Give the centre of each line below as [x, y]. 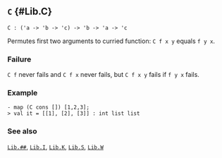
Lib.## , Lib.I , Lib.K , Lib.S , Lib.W [56, 147]
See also [22, 131]
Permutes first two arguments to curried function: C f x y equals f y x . [111, 41]
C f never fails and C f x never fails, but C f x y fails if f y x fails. [103, 75]
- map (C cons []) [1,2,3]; [49, 108]
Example [23, 93]
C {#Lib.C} [30, 12]
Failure [19, 59]
